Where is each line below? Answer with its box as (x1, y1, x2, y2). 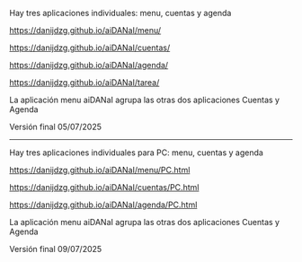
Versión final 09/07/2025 (9, 244, 102, 254)
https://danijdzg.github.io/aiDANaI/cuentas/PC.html (9, 182, 200, 192)
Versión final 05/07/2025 (9, 121, 102, 132)
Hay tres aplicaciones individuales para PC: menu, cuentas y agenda (9, 147, 263, 158)
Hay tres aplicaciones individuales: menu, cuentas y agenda (9, 8, 232, 18)
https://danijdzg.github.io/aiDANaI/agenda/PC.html (9, 199, 198, 210)
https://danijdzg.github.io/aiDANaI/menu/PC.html (9, 165, 191, 175)
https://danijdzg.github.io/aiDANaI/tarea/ (9, 77, 160, 88)
